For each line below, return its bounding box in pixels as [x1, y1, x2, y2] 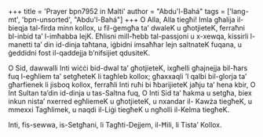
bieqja [8, 23, 28, 32]
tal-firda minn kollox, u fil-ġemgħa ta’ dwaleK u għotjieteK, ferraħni [29, 23, 246, 32]
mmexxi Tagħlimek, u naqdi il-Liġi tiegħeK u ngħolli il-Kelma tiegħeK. [8, 105, 230, 114]
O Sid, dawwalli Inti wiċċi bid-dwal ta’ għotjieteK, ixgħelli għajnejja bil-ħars [8, 63, 248, 73]
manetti [8, 40, 33, 49]
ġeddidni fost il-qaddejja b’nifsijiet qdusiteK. [8, 49, 151, 57]
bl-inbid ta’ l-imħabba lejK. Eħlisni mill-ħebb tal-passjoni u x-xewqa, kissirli [8, 31, 249, 41]
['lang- [227, 7, 249, 16]
